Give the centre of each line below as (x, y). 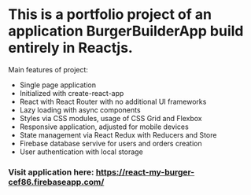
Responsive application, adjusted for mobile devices (104, 127)
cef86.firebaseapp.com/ (56, 182)
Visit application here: (51, 172)
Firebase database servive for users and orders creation (111, 143)
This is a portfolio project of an (110, 15)
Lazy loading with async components (80, 110)
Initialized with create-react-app (72, 93)
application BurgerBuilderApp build (126, 31)
